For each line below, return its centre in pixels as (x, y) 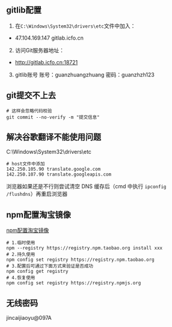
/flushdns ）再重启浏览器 (37, 194)
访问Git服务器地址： (40, 50)
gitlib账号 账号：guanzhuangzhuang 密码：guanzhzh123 (84, 75)
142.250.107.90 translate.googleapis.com (59, 175)
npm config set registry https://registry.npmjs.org (74, 283)
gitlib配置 (24, 10)
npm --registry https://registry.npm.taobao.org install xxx (84, 248)
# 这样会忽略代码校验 (29, 111)
